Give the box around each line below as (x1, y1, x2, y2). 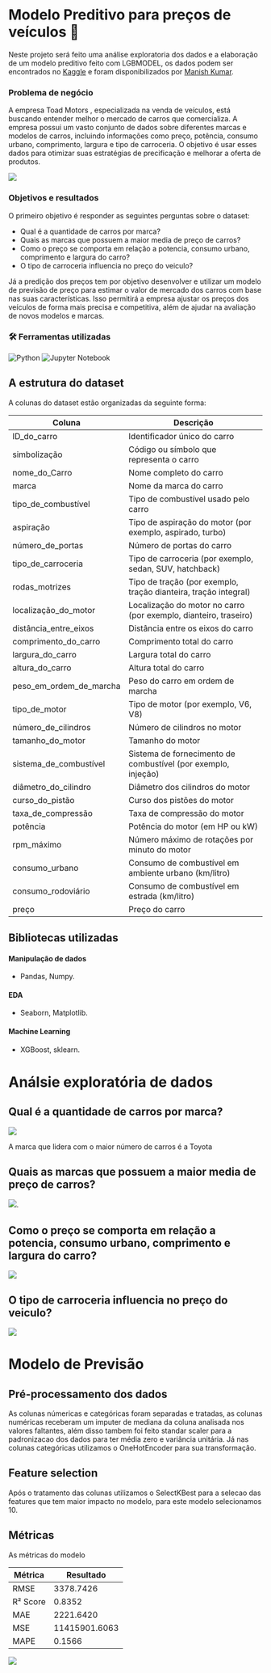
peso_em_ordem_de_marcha (12, 680, 121, 691)
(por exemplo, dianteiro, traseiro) (128, 609, 253, 620)
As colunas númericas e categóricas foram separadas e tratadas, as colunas (8, 1409, 263, 1418)
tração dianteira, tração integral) (128, 586, 251, 598)
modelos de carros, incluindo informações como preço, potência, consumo (8, 131, 258, 141)
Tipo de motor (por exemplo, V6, (128, 698, 252, 709)
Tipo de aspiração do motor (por (128, 516, 252, 527)
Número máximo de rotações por (128, 834, 254, 845)
